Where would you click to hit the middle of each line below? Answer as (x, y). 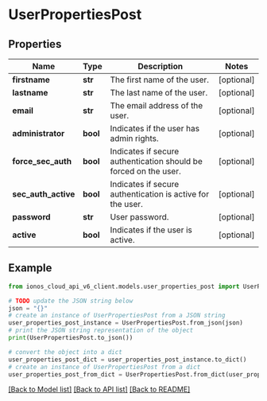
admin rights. (134, 138)
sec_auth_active (44, 194)
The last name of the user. (159, 93)
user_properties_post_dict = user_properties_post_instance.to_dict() (128, 360)
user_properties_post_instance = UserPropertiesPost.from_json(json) (126, 323)
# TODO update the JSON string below (71, 301)
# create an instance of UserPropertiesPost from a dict (104, 367)
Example (30, 268)
